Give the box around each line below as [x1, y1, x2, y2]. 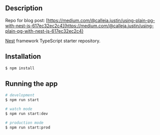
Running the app [5, 79, 58, 88]
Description [5, 4, 43, 13]
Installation [5, 52, 41, 61]
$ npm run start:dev [5, 111, 49, 116]
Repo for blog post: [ [5, 17, 48, 23]
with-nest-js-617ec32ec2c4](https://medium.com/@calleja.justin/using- [5, 23, 154, 29]
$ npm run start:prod [5, 125, 51, 130]
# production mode [5, 120, 44, 125]
